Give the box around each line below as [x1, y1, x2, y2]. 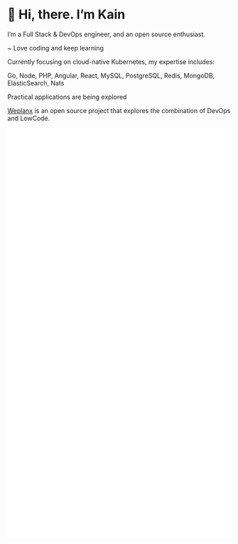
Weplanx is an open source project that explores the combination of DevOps [7, 106, 231, 114]
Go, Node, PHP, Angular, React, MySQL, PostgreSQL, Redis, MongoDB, [7, 71, 215, 80]
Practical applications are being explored [7, 92, 127, 101]
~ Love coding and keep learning [7, 43, 104, 52]
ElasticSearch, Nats [7, 78, 65, 87]
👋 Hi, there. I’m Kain [7, 6, 126, 23]
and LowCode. [7, 114, 50, 122]
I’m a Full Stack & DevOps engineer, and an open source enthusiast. [7, 30, 206, 38]
